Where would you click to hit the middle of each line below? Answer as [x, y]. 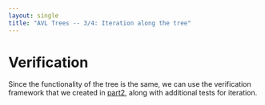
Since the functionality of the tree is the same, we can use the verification [130, 84]
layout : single [34, 16]
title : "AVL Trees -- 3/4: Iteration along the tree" [100, 23]
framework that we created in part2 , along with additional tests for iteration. [133, 93]
